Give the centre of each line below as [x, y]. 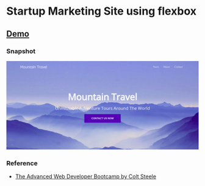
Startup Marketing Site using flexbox [102, 11]
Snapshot [21, 51]
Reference [22, 163]
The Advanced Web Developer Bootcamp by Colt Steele [86, 177]
